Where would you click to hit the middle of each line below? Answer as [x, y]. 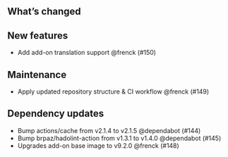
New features [38, 36]
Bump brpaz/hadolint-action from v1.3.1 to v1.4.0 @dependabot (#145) [119, 138]
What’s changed [44, 12]
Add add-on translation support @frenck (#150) [87, 53]
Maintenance [37, 74]
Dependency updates [56, 114]
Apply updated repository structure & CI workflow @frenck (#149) [113, 92]
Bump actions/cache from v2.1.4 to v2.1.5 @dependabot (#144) [109, 130]
